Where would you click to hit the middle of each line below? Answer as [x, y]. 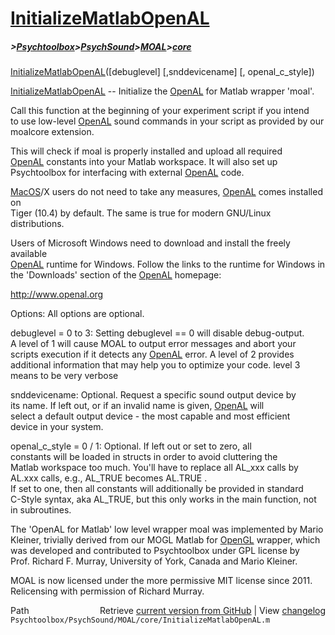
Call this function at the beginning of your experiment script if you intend [160, 111]
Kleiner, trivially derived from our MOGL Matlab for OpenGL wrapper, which [165, 540]
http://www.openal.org [57, 294]
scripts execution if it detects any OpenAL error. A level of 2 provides [152, 354]
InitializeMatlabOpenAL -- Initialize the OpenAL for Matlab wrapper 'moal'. [162, 91]
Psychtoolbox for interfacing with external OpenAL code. [127, 173]
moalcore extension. [52, 132]
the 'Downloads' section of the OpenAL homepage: [116, 275]
